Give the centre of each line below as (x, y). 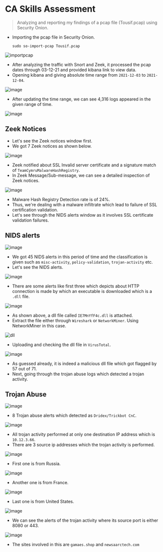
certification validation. (35, 210)
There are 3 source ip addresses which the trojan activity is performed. (83, 445)
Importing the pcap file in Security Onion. (53, 37)
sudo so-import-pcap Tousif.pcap (46, 46)
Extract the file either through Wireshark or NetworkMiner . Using (75, 320)
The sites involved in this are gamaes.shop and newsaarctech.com (76, 545)
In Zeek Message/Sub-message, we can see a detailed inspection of (81, 175)
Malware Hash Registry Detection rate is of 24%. (61, 199)
